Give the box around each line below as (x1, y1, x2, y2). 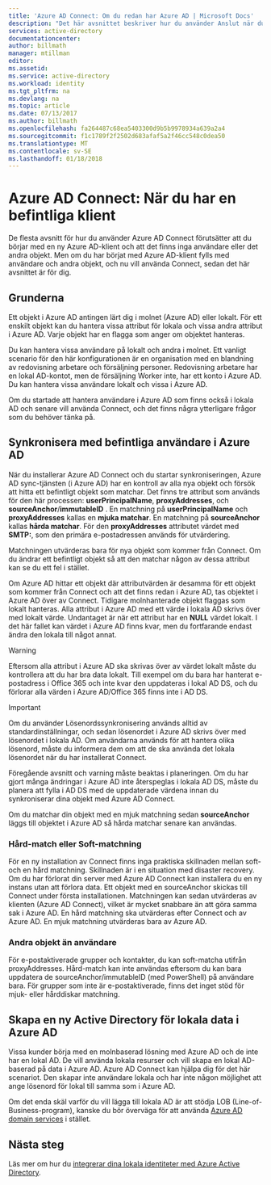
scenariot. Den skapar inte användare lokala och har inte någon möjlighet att (8, 1073, 262, 1082)
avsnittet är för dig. (8, 267, 72, 277)
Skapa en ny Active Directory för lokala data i (8, 1013, 240, 1027)
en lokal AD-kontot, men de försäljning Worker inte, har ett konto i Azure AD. (8, 371, 262, 380)
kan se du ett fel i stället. (8, 562, 90, 572)
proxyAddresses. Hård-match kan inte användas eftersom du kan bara (8, 964, 242, 973)
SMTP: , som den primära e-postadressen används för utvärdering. (8, 530, 231, 540)
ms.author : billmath (8, 117, 78, 125)
